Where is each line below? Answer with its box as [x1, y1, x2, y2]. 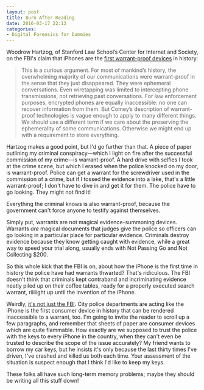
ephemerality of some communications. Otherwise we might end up [21, 125, 192, 132]
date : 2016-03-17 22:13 [6, 20, 67, 26]
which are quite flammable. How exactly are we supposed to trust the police [6, 327, 197, 334]
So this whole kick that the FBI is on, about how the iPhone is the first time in [6, 263, 199, 270]
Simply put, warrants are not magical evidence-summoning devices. [6, 219, 178, 226]
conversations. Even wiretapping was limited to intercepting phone [21, 86, 189, 93]
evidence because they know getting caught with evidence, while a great [6, 238, 190, 246]
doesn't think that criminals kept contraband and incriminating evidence [6, 275, 187, 283]
